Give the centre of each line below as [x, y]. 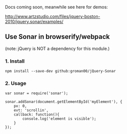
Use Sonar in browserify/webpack [57, 37]
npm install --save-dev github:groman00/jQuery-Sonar [61, 71]
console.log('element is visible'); [59, 119]
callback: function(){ [37, 115]
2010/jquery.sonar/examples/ [34, 22]
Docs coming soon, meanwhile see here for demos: [56, 7]
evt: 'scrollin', [31, 110]
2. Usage [16, 84]
